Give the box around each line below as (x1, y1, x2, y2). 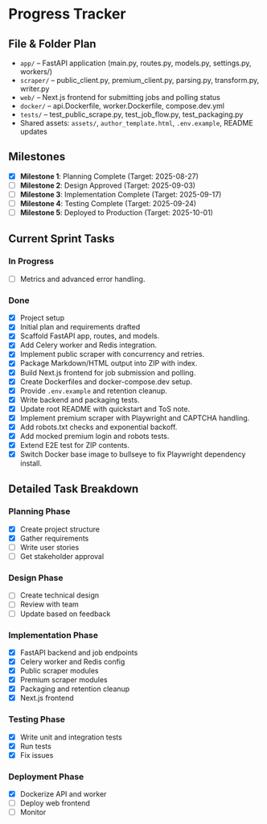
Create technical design (19, 590, 99, 600)
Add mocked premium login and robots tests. (19, 431, 170, 441)
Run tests (19, 741, 52, 751)
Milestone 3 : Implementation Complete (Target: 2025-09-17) (19, 189, 222, 199)
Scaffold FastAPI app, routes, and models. (19, 331, 160, 341)
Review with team (19, 599, 79, 609)
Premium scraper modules (19, 675, 108, 685)
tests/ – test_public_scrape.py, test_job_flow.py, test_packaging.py (19, 110, 244, 119)
